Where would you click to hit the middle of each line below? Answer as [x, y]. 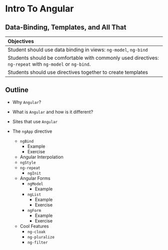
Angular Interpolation [41, 157]
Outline [17, 90]
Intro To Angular [39, 9]
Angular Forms [35, 178]
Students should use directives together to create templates [78, 72]
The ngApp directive [32, 131]
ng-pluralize [41, 237]
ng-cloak [36, 232]
